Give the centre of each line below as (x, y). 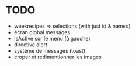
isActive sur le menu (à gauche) (52, 38)
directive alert (31, 45)
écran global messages (42, 32)
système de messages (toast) (50, 50)
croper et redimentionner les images (57, 57)
